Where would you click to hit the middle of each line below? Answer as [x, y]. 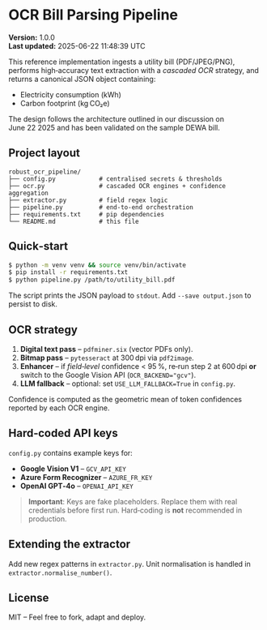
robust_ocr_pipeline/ [45, 172]
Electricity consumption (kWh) [70, 94]
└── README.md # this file [74, 221]
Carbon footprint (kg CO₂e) [65, 103]
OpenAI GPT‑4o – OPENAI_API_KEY [76, 486]
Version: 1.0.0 [32, 37]
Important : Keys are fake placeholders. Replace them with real [133, 501]
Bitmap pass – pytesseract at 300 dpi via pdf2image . [107, 358]
